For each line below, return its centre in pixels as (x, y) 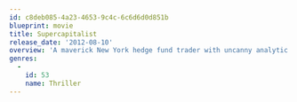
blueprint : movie (41, 26)
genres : (24, 59)
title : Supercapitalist (53, 34)
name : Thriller (53, 83)
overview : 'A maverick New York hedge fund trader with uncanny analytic (149, 51)
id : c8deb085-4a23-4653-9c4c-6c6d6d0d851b (89, 17)
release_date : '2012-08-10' (61, 42)
